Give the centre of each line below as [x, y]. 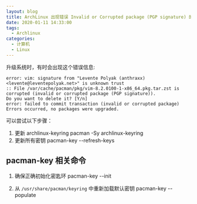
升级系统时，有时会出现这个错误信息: [51, 67]
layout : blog [22, 11]
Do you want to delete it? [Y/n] [47, 98]
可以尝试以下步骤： [29, 120]
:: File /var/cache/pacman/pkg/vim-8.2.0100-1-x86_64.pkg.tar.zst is [93, 89]
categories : [21, 39]
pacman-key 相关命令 [46, 161]
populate [25, 195]
